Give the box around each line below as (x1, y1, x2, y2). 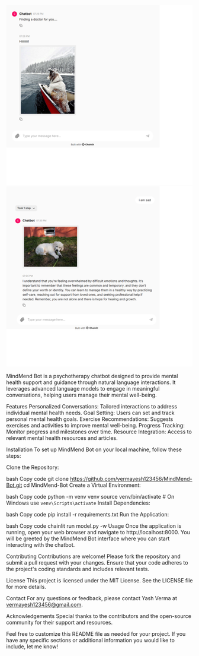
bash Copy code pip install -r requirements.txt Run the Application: (6, 511, 169, 518)
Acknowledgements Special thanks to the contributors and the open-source (6, 612, 191, 619)
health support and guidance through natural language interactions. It (6, 379, 176, 386)
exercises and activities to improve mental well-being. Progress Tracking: (6, 422, 185, 429)
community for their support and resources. (6, 619, 113, 626)
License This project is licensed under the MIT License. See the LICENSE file (6, 576, 193, 584)
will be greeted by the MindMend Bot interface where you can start (6, 535, 170, 542)
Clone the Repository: (6, 464, 59, 471)
